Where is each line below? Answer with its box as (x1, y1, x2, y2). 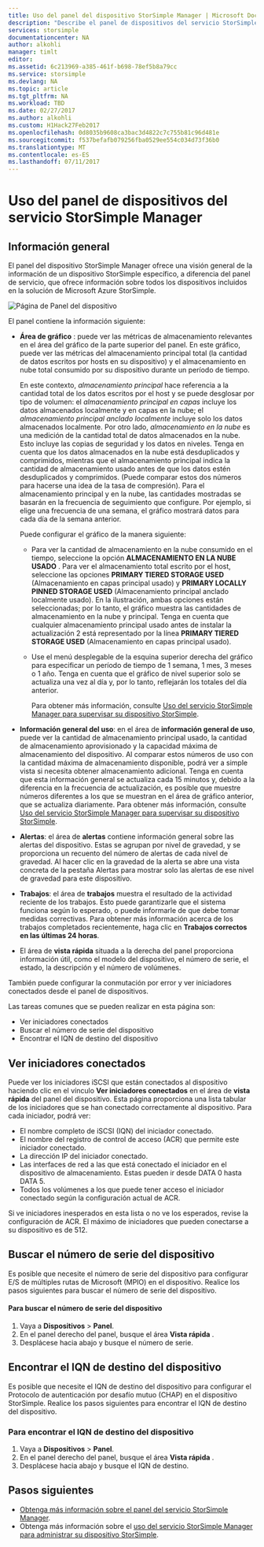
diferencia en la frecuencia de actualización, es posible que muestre (19, 783, 241, 792)
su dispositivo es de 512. (8, 1225, 88, 1234)
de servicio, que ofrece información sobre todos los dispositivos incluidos (8, 277, 247, 288)
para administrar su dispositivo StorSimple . (19, 1530, 159, 1539)
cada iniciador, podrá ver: (8, 1111, 91, 1120)
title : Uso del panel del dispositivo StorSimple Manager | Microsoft (8, 11, 244, 20)
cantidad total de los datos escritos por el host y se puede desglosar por (19, 389, 255, 399)
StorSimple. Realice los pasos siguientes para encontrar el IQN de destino (8, 1398, 247, 1408)
